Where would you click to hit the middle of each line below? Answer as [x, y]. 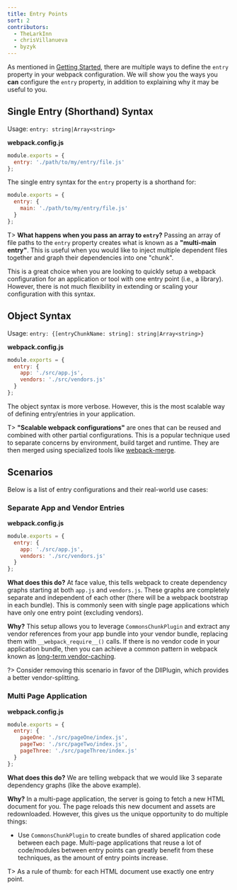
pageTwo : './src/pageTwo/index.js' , [74, 744]
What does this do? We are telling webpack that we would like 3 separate [115, 777]
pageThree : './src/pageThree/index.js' [79, 751]
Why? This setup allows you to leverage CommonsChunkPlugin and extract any [118, 627]
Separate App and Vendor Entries [66, 508]
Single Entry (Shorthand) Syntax [80, 112]
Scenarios [30, 473]
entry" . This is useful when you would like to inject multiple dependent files [117, 250]
